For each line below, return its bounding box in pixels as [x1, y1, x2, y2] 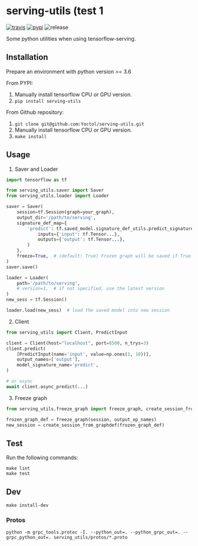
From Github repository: [6, 108, 64, 116]
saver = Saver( [6, 204, 44, 210]
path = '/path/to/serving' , [16, 280, 81, 286]
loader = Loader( [6, 275, 49, 281]
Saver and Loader [14, 165, 58, 173]
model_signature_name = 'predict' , [16, 362, 99, 368]
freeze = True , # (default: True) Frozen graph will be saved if [16, 253, 178, 259]
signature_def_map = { [16, 220, 67, 226]
